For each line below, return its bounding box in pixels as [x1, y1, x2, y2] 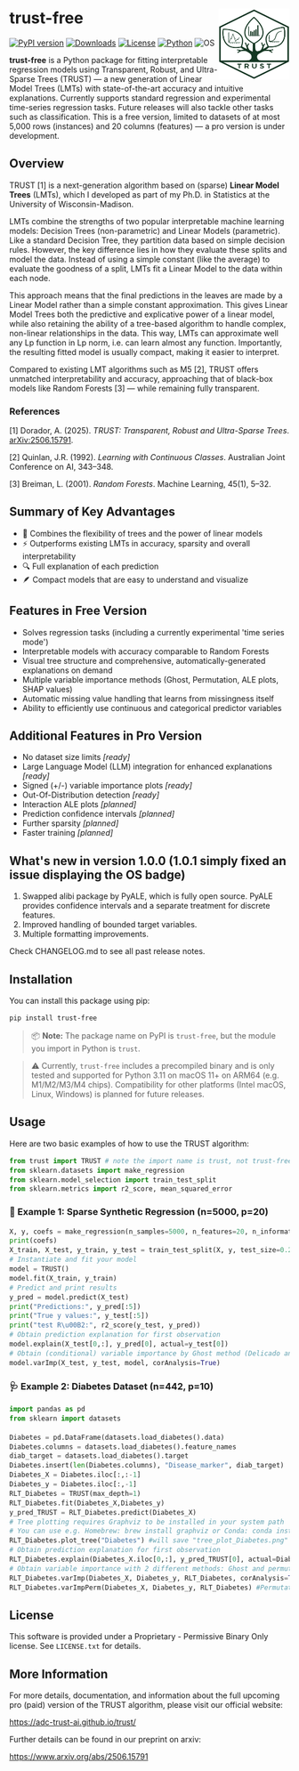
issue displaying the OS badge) [9, 867, 186, 882]
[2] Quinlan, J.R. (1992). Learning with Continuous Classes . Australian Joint [9, 452, 286, 463]
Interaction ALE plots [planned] [21, 799, 137, 810]
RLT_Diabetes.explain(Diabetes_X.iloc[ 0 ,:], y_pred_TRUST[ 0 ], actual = [9, 1555, 277, 1565]
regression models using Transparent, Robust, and [9, 64, 195, 75]
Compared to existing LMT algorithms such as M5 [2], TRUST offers [9, 364, 259, 375]
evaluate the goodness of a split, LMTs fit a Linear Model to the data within [9, 263, 283, 274]
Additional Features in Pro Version [9, 729, 203, 744]
